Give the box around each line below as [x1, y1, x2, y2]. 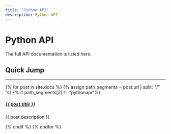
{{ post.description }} [5, 114, 50, 120]
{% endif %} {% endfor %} [5, 124, 62, 130]
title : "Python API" [5, 7, 49, 13]
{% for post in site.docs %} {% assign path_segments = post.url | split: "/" [5, 84, 160, 90]
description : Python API [5, 12, 58, 17]
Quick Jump [5, 66, 45, 74]
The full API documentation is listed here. [5, 51, 92, 57]
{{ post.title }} [5, 101, 36, 107]
